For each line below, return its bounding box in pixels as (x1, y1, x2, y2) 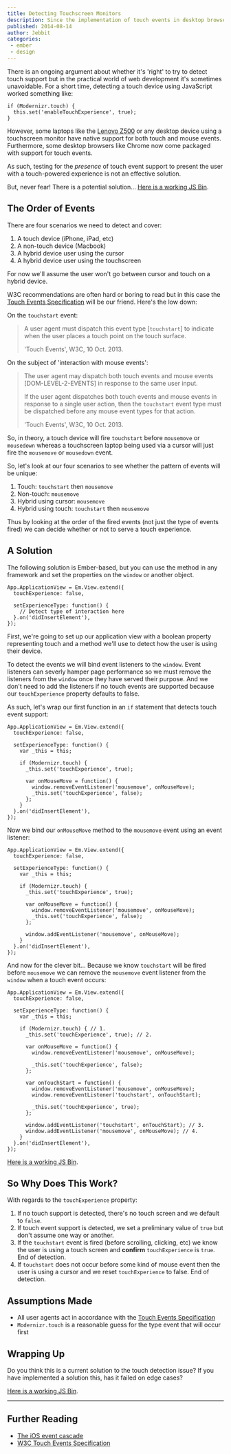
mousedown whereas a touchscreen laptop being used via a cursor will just (7, 441, 214, 449)
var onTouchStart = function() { (25, 1079, 122, 1086)
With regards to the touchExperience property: (7, 1196, 137, 1204)
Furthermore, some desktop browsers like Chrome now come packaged (7, 141, 211, 149)
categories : (7, 36, 41, 43)
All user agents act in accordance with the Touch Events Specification (16, 1313, 215, 1322)
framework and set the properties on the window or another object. (7, 570, 195, 579)
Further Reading (7, 1413, 78, 1425)
